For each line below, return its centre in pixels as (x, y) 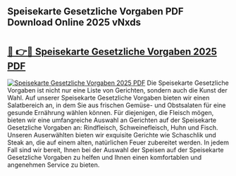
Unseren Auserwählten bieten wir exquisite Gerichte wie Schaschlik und (112, 135)
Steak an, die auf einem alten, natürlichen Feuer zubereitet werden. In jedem (118, 142)
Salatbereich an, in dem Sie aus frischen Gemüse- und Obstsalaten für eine (117, 105)
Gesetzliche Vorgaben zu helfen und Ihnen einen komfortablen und (105, 157)
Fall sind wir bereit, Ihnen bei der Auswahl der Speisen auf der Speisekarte (116, 150)
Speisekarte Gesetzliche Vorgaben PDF (95, 12)
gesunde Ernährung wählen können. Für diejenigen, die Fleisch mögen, (111, 113)
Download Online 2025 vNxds (74, 23)
